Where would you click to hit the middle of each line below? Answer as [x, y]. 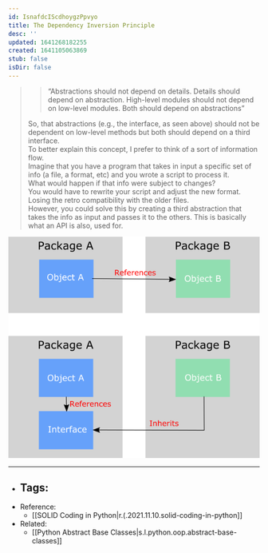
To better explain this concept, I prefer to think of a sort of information [142, 149]
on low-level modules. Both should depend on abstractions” [146, 108]
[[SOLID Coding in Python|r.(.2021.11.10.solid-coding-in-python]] [137, 515]
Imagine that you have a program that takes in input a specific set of [140, 166]
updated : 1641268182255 [48, 42]
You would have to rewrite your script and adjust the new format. [134, 191]
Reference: [38, 507]
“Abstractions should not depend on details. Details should [144, 91]
